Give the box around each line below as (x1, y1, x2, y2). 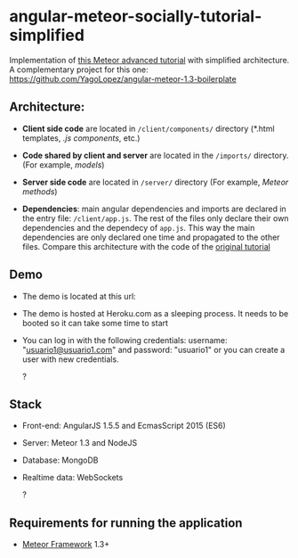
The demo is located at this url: (21, 291, 136, 301)
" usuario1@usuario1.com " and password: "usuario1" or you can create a (21, 344, 286, 355)
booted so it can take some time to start (21, 317, 169, 328)
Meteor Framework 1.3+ (21, 539, 109, 550)
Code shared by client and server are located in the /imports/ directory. (21, 150, 289, 160)
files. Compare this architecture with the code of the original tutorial (21, 241, 271, 251)
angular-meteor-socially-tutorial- (9, 6, 262, 27)
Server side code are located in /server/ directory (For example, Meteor (21, 176, 289, 187)
